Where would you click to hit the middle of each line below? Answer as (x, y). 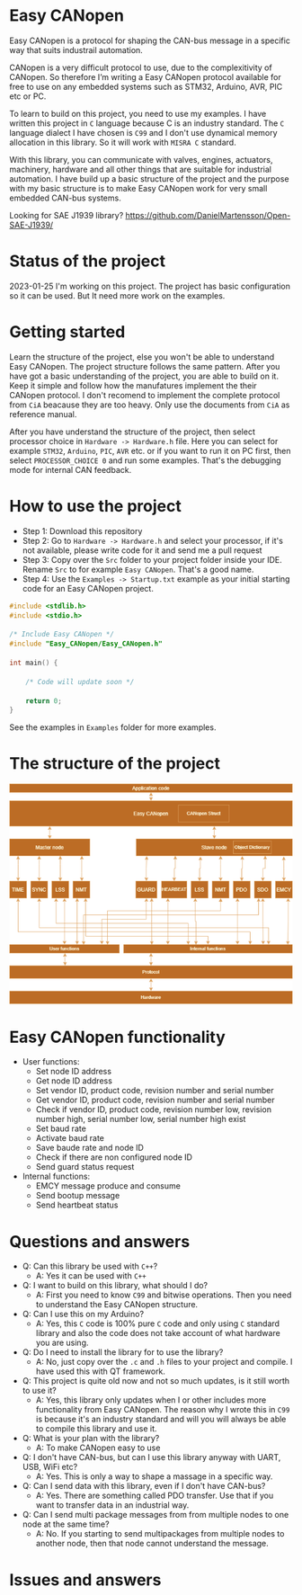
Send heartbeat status (77, 1205)
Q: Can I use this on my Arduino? (83, 1314)
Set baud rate (61, 1128)
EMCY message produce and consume (108, 1186)
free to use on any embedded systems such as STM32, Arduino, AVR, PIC (146, 86)
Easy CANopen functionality (118, 1037)
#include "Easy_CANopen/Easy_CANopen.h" (86, 644)
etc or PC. (28, 96)
